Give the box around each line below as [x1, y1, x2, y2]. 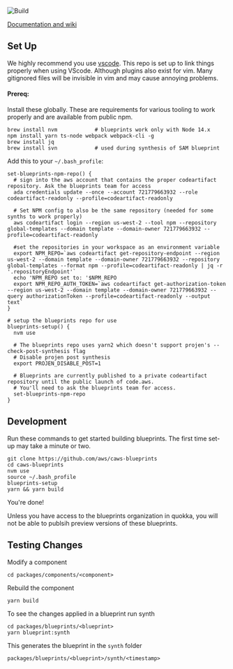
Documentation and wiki [7, 20, 77, 28]
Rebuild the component [7, 584, 75, 592]
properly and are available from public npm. [7, 113, 133, 122]
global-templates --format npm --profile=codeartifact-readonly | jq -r [7, 262, 223, 269]
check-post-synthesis [7, 348, 70, 355]
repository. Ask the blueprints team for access [7, 182, 151, 190]
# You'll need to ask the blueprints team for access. [13, 384, 176, 391]
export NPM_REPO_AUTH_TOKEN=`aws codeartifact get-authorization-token [13, 280, 227, 288]
